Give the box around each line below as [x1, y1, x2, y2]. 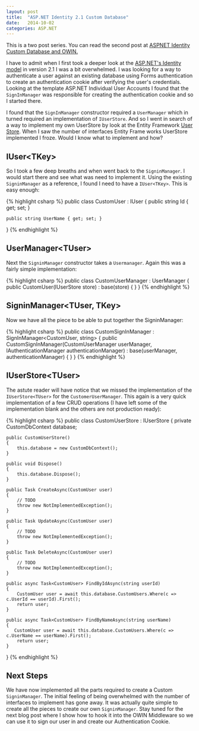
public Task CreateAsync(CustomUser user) [6, 486, 113, 493]
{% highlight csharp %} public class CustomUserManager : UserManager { [6, 277, 189, 284]
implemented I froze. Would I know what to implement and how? [6, 135, 163, 142]
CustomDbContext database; [6, 423, 77, 430]
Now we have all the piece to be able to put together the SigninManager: [6, 316, 184, 323]
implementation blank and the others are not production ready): [6, 405, 162, 413]
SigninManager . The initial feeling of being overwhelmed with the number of [6, 693, 190, 700]
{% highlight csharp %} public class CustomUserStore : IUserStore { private [6, 417, 192, 424]
